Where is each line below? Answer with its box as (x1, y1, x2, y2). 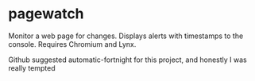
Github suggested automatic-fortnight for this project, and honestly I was (8, 55, 248, 64)
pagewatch (8, 5, 85, 23)
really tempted (8, 63, 56, 72)
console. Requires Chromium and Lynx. (8, 39, 137, 48)
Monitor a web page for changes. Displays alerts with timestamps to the (8, 31, 244, 40)
